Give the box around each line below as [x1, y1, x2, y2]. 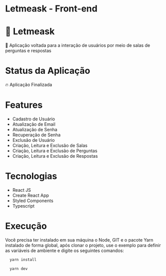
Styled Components [12, 198, 54, 204]
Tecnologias [5, 171, 57, 182]
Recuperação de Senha [12, 132, 61, 138]
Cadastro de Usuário [12, 116, 55, 122]
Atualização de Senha [12, 127, 57, 132]
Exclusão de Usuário [12, 137, 55, 143]
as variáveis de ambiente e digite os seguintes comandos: [5, 248, 125, 254]
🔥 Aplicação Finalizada [5, 82, 52, 88]
